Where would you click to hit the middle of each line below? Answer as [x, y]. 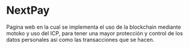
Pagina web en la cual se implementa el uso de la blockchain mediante [94, 27]
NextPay [28, 10]
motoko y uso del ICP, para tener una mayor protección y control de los [95, 33]
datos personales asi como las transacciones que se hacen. [80, 39]
